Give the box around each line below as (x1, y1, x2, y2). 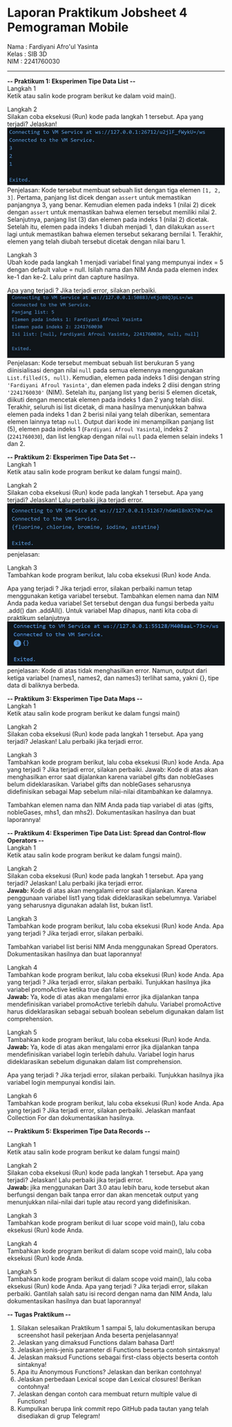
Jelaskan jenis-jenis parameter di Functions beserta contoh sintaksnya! (17, 1345, 220, 1354)
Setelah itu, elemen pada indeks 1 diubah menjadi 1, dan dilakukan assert (7, 223, 215, 231)
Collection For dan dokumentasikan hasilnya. (7, 1113, 135, 1121)
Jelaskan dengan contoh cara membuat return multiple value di (17, 1390, 198, 1398)
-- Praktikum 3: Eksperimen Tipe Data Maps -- (7, 694, 143, 702)
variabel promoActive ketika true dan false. (7, 985, 129, 994)
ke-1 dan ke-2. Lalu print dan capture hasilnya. (7, 272, 139, 281)
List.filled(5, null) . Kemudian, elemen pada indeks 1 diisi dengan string (7, 373, 220, 382)
